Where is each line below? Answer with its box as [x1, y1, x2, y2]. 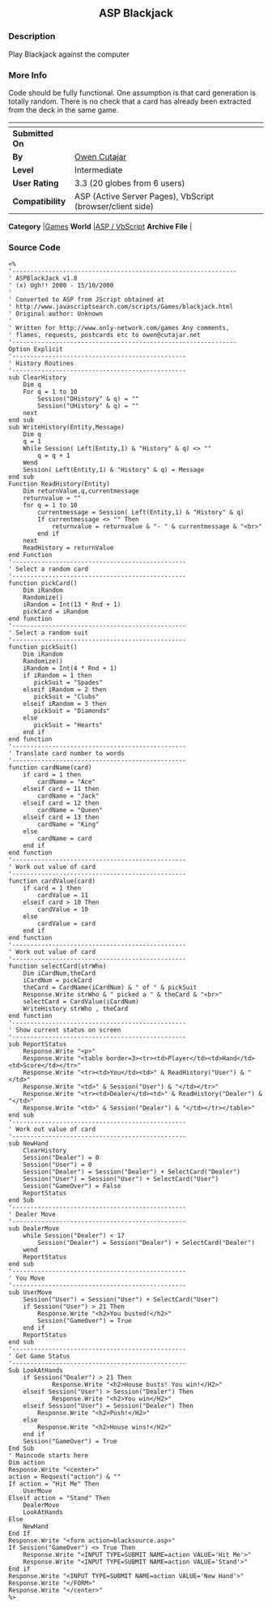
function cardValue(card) [8, 877, 96, 886]
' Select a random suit [8, 629, 89, 637]
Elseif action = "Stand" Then [8, 1495, 111, 1503]
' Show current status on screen [8, 1026, 121, 1034]
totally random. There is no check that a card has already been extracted [8, 96, 252, 106]
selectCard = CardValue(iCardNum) [23, 998, 139, 1006]
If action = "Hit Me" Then [8, 1480, 100, 1488]
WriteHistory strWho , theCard [23, 1005, 129, 1013]
